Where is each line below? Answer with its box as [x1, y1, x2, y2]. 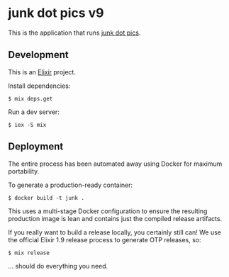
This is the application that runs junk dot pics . [8, 28, 141, 37]
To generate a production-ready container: [8, 181, 133, 189]
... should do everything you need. [8, 261, 108, 270]
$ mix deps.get [8, 95, 53, 102]
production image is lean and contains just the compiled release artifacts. [8, 214, 223, 222]
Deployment [8, 140, 64, 153]
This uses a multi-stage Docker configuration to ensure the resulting [8, 207, 208, 215]
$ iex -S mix [8, 121, 47, 128]
